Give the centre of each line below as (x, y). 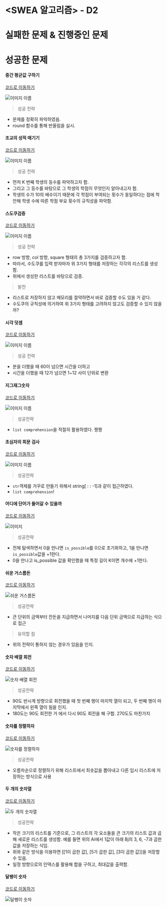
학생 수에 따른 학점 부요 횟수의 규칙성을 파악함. (67, 201)
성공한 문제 (26, 60)
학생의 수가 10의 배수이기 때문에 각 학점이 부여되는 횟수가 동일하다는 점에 (83, 194)
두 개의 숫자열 (18, 789)
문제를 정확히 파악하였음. (36, 119)
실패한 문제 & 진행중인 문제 (57, 35)
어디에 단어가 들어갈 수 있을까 (33, 504)
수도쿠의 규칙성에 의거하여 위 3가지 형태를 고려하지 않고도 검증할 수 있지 (82, 304)
